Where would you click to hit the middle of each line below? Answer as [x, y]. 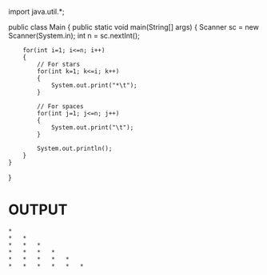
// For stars [59, 64]
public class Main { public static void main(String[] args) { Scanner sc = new [134, 27]
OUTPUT [38, 210]
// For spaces [60, 107]
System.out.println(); [75, 148]
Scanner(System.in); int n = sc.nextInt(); [74, 36]
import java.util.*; [37, 12]
